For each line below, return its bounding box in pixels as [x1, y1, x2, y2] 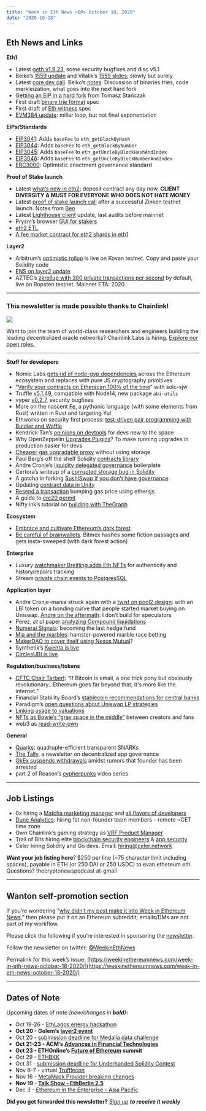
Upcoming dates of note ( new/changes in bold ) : [6, 1009, 129, 1016]
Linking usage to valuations [15, 707, 85, 714]
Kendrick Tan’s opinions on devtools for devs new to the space [15, 428, 174, 436]
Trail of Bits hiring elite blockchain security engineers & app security [15, 836, 188, 843]
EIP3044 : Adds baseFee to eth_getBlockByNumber [15, 142, 137, 149]
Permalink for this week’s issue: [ [6, 956, 90, 964]
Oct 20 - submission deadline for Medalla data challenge [15, 1034, 159, 1042]
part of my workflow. [6, 920, 59, 928]
